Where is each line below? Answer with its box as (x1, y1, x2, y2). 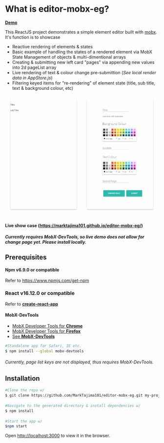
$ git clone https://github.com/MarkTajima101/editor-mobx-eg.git (5, 393, 143, 398)
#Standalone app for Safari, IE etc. (5, 343, 82, 348)
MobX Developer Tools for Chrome (12, 323, 83, 329)
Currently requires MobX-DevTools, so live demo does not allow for (5, 233, 145, 240)
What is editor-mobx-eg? (5, 3, 109, 15)
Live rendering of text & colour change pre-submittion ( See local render (12, 69, 156, 75)
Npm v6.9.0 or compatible (5, 267, 60, 273)
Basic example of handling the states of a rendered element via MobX (12, 49, 153, 55)
